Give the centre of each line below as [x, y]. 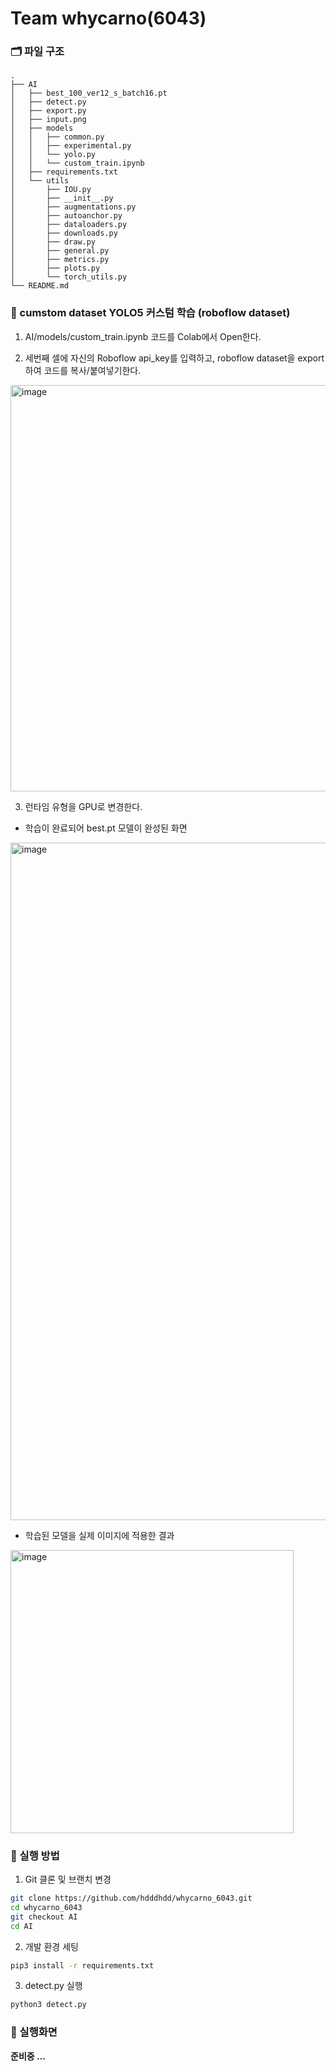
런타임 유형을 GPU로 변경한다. [83, 806]
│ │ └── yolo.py [53, 155]
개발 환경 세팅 [51, 1946]
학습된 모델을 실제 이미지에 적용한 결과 [99, 1535]
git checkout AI [44, 1917]
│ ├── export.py [48, 111]
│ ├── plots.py [55, 268]
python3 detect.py [48, 2005]
